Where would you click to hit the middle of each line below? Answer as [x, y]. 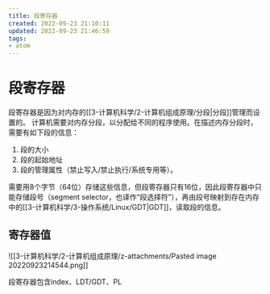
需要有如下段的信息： [44, 132]
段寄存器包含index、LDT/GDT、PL [65, 281]
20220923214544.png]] [48, 265]
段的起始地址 [41, 160]
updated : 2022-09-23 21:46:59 [59, 31]
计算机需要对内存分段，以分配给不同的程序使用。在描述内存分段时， [144, 123]
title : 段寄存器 [33, 16]
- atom [19, 46]
